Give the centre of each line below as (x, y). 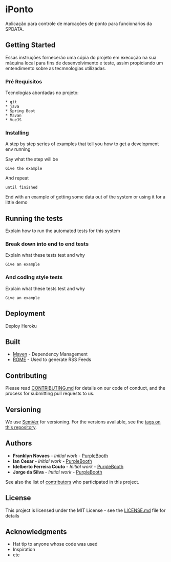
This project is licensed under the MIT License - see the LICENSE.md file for (85, 510)
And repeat (17, 178)
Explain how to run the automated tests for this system (63, 231)
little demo (16, 203)
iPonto (19, 9)
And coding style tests (34, 277)
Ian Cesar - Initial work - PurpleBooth (52, 461)
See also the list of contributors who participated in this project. (72, 482)
